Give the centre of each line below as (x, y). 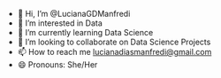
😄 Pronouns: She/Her (57, 65)
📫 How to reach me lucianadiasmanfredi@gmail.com (114, 52)
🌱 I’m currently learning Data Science (85, 32)
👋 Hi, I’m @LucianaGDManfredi (74, 14)
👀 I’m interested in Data (60, 23)
